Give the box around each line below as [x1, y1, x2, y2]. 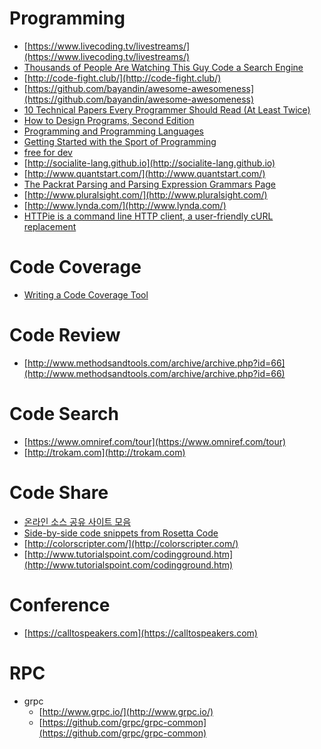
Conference [9, 593, 111, 616]
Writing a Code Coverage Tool [23, 288, 149, 301]
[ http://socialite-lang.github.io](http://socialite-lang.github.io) [23, 157, 276, 169]
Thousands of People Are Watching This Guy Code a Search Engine [23, 61, 304, 73]
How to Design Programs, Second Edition [23, 114, 195, 126]
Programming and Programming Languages [23, 125, 204, 137]
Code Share [9, 481, 109, 504]
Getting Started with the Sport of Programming [23, 135, 217, 147]
